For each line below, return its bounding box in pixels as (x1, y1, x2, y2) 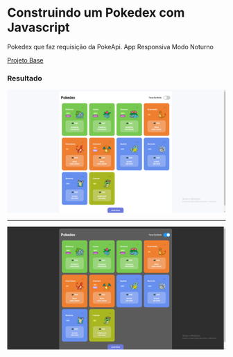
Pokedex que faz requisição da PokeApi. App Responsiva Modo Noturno (7, 42, 214, 51)
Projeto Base (7, 56, 44, 64)
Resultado (7, 73, 43, 83)
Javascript (7, 19, 71, 35)
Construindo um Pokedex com (7, 5, 185, 21)
